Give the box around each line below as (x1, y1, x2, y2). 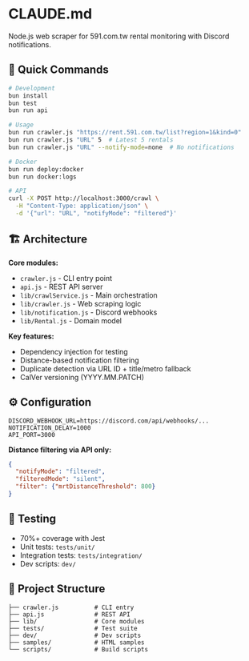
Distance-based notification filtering (19, 355, 139, 365)
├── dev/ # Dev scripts (8, 631, 142, 639)
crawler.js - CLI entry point (19, 273, 113, 282)
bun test (8, 99, 38, 107)
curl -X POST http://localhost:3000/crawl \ (8, 194, 159, 202)
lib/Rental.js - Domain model (19, 315, 122, 325)
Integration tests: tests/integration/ (19, 550, 143, 560)
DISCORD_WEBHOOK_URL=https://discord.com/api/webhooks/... (8, 417, 210, 425)
